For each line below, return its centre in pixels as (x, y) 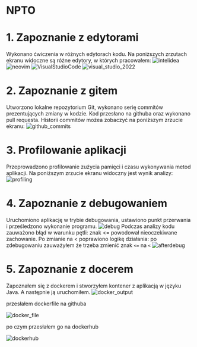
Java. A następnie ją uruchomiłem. (48, 292)
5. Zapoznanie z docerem (70, 269)
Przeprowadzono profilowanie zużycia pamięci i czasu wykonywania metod (99, 167)
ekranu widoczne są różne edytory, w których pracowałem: (79, 61)
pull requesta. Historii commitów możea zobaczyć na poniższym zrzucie (94, 120)
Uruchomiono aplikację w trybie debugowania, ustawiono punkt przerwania (99, 220)
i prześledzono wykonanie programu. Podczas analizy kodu (90, 226)
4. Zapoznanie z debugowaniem (87, 204)
